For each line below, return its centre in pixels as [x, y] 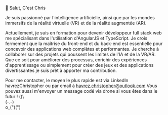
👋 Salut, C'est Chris [26, 8]
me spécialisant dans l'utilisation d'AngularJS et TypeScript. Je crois [76, 38]
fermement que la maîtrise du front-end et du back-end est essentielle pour [84, 44]
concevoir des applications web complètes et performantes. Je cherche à [82, 49]
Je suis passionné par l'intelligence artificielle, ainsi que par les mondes [80, 17]
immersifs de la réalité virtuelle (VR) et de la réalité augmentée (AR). [76, 23]
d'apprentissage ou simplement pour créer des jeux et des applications [79, 65]
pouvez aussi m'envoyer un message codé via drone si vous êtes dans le [81, 91]
